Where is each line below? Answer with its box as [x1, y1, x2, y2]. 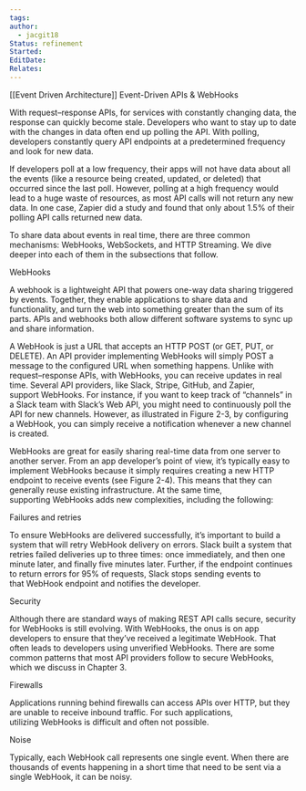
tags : [9, 13, 30, 23]
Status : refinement [9, 38, 84, 48]
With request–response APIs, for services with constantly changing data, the [9, 107, 297, 118]
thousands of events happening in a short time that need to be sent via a [9, 761, 281, 772]
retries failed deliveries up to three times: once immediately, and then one [9, 548, 286, 559]
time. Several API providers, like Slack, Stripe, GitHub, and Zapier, [9, 380, 255, 390]
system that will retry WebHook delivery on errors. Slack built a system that [9, 539, 292, 550]
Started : [9, 47, 43, 57]
